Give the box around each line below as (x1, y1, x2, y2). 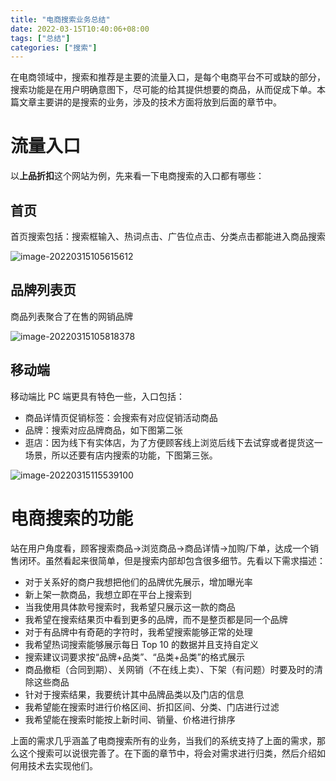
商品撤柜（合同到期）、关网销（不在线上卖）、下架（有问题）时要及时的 (24, 663, 315, 675)
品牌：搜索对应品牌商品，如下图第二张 (24, 424, 183, 436)
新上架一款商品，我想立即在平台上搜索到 (24, 588, 192, 600)
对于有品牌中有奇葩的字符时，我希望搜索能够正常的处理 (24, 626, 253, 638)
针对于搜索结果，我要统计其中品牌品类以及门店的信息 (24, 688, 245, 700)
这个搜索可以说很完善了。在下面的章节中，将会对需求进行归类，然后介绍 (18, 747, 317, 759)
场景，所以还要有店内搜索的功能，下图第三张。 (24, 449, 218, 461)
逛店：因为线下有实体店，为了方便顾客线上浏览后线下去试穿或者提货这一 (24, 436, 323, 448)
